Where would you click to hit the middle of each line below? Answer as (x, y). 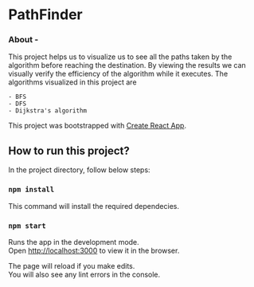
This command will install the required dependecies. (94, 206)
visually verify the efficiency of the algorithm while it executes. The (118, 74)
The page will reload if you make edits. (72, 265)
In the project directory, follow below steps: (79, 170)
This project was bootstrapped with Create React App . (98, 126)
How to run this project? (69, 150)
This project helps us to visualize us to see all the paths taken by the (120, 57)
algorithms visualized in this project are (72, 82)
